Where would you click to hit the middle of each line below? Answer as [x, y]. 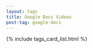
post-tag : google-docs [34, 22]
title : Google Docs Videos [39, 17]
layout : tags [22, 11]
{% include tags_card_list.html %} [47, 39]
